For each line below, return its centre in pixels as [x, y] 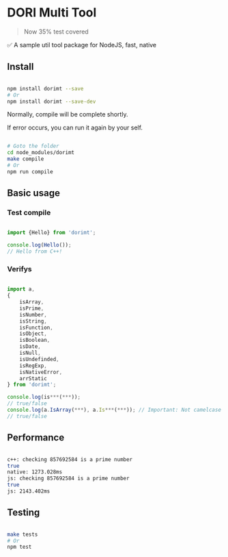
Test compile [29, 212]
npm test [19, 547]
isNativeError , [41, 372]
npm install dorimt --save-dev [52, 101]
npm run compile [30, 172]
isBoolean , [35, 341]
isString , [33, 321]
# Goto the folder [33, 146]
